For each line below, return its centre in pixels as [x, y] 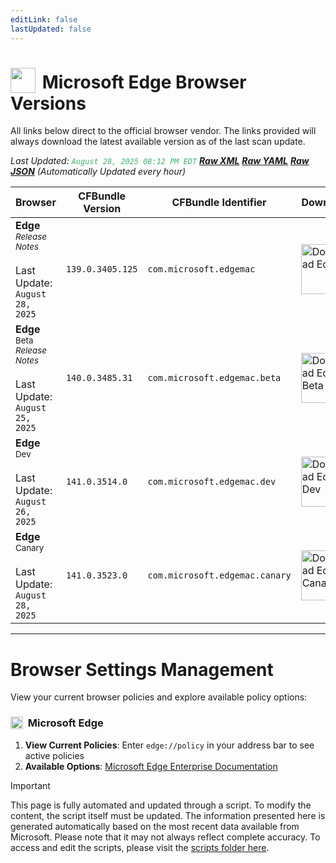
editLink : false [44, 19]
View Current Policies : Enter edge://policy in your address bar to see [169, 745]
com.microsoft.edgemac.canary [219, 575]
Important [30, 785]
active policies [54, 755]
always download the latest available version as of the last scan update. [158, 142]
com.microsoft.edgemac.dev [212, 482]
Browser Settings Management [142, 669]
